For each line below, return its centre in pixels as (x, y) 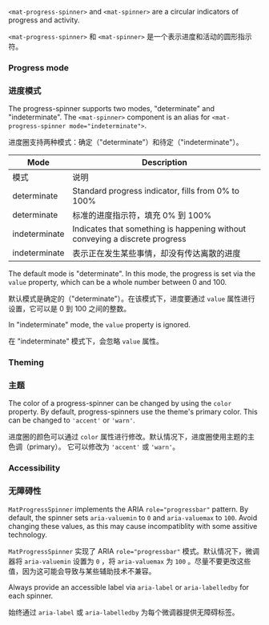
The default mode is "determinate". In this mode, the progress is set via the (132, 274)
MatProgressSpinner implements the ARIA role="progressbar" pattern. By (128, 509)
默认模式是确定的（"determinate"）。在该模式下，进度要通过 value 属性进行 (132, 298)
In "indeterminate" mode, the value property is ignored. (99, 325)
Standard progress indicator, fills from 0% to (156, 191)
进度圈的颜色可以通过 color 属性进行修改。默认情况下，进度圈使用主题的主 (131, 437)
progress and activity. (44, 20)
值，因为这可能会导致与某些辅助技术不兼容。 (82, 571)
